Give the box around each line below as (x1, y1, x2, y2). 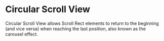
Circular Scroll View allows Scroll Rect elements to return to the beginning (5, 20, 159, 26)
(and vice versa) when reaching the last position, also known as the (5, 25, 146, 31)
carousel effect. (5, 31, 38, 37)
